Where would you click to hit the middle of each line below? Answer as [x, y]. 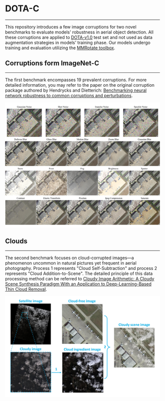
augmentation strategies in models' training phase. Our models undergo [78, 42]
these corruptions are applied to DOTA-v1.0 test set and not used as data [79, 37]
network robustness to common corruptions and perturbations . [69, 95]
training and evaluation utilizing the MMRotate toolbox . [60, 48]
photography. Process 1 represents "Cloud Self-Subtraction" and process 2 [81, 268]
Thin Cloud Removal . [26, 289]
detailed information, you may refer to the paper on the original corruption [80, 85]
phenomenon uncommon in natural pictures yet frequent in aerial [71, 263]
